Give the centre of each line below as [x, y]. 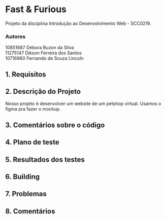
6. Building [22, 177]
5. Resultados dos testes [45, 159]
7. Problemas [26, 194]
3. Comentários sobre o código [55, 125]
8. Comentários [30, 211]
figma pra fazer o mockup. [33, 109]
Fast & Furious [36, 9]
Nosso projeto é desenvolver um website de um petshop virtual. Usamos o [83, 104]
